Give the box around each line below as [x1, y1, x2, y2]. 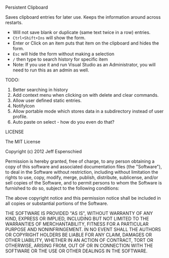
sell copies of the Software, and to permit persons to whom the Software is [5, 180, 162, 186]
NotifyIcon [12, 103, 35, 108]
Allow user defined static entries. [12, 97, 82, 103]
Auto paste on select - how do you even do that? [12, 119, 115, 125]
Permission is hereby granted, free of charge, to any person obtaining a [5, 158, 155, 164]
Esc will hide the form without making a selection [12, 51, 115, 57]
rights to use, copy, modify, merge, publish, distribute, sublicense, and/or [5, 174, 158, 180]
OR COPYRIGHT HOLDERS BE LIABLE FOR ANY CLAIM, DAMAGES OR [5, 232, 152, 238]
